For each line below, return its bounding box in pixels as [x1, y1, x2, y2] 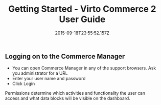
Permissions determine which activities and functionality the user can [5, 90, 145, 96]
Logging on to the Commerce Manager [5, 52, 125, 61]
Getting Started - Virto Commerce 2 [8, 3, 157, 15]
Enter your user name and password [12, 76, 86, 82]
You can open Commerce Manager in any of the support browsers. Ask [12, 65, 156, 71]
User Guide [59, 14, 106, 25]
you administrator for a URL [12, 70, 68, 76]
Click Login [12, 81, 35, 86]
